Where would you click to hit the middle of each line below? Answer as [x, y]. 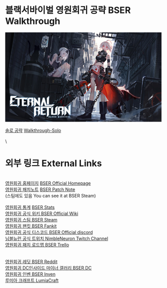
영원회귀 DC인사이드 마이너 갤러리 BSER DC [48, 268]
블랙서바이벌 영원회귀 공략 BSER [68, 10]
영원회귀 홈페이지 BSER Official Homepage [48, 183]
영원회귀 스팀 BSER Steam [31, 220]
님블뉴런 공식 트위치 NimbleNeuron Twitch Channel [57, 238]
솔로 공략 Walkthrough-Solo [33, 130]
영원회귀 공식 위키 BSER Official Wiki [42, 213]
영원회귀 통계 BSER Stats [30, 207]
